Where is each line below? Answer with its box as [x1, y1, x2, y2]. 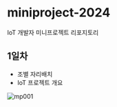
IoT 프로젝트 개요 [17, 78, 63, 86]
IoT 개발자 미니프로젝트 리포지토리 [7, 28, 99, 36]
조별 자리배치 [17, 70, 53, 78]
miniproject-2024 [7, 5, 111, 21]
